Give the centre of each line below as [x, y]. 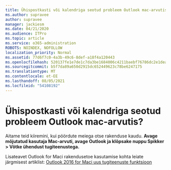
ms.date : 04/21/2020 [27, 29]
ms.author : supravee [27, 15]
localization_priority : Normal [38, 52]
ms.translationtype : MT [31, 72]
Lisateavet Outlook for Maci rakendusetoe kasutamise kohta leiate [74, 156]
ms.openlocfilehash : [27, 62]
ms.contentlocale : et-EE [32, 76]
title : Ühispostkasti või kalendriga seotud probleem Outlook [73, 10]
